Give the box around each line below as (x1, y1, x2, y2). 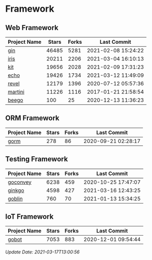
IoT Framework (5, 212, 54, 221)
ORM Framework (5, 114, 59, 123)
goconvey (8, 179, 32, 186)
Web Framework (5, 23, 58, 32)
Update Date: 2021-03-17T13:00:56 (5, 249, 80, 255)
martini (8, 89, 24, 95)
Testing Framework (5, 155, 68, 163)
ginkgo (8, 187, 24, 194)
